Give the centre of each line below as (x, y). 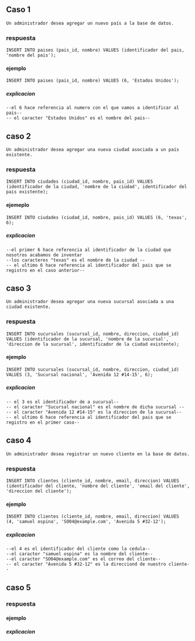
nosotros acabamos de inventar (44, 255)
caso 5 (18, 587)
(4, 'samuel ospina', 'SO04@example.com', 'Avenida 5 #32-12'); (86, 522)
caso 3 (18, 288)
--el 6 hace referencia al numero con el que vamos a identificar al (93, 108)
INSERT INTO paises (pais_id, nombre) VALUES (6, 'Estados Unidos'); (93, 81)
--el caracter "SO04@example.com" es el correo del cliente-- (83, 559)
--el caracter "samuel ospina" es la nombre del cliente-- (80, 554)
